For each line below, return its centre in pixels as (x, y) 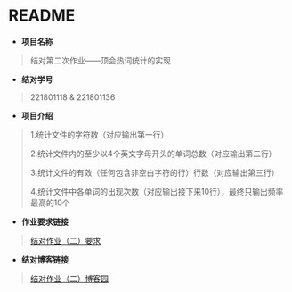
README (42, 16)
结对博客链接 (45, 259)
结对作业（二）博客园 (69, 279)
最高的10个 (50, 203)
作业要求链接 (45, 221)
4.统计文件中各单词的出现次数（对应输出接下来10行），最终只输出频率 (157, 191)
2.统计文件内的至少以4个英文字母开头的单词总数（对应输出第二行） (153, 154)
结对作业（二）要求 (65, 240)
